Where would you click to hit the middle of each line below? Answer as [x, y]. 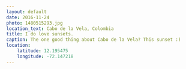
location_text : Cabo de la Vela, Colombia [60, 28]
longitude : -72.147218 [45, 56]
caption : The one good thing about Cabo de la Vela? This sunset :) [94, 40]
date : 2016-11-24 [28, 17]
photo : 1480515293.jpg [34, 23]
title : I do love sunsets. [40, 34]
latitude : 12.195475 [43, 51]
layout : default [26, 12]
